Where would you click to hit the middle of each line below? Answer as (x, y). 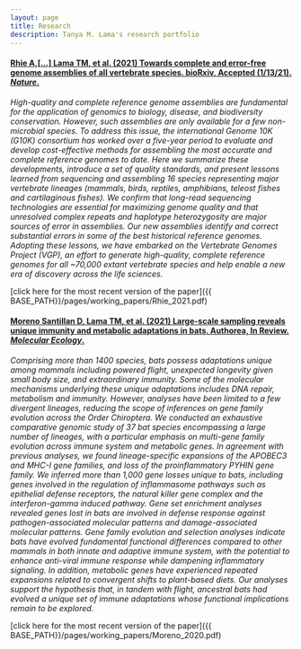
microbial (28, 130)
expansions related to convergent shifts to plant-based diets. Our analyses (149, 579)
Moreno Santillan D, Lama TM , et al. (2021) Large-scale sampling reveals (148, 321)
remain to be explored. (52, 608)
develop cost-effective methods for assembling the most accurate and (141, 150)
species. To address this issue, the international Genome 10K (160, 130)
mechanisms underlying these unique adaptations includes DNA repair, (142, 389)
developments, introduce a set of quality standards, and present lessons (145, 169)
